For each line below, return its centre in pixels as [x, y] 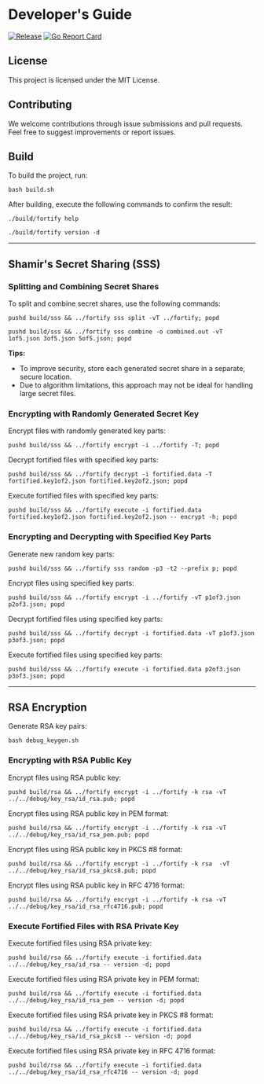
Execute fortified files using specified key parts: [85, 655]
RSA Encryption [48, 708]
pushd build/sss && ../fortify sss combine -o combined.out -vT [115, 332]
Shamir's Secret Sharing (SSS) [84, 264]
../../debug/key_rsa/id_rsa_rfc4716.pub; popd [86, 906]
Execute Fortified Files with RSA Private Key [93, 926]
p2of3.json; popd [37, 604]
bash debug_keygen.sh [44, 740]
